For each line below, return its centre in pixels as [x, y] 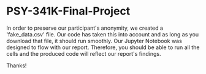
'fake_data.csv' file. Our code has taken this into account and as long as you [103, 34]
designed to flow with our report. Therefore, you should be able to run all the [103, 47]
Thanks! [17, 66]
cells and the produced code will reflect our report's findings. [84, 53]
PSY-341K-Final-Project [68, 11]
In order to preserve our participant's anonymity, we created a [85, 28]
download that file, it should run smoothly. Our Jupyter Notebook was [94, 41]
